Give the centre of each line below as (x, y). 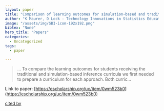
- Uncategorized (26, 42)
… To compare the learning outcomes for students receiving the (81, 68)
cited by (13, 103)
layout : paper (20, 10)
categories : (17, 37)
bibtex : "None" (20, 28)
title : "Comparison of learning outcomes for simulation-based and (75, 14)
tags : (10, 46)
